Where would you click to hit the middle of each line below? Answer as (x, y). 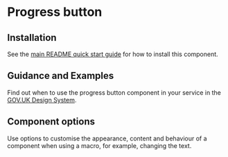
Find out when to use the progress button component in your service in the (114, 92)
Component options (51, 122)
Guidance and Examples (61, 76)
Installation (32, 38)
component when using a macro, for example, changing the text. (99, 145)
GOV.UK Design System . (42, 100)
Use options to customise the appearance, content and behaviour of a (107, 138)
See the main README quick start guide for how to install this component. (113, 54)
